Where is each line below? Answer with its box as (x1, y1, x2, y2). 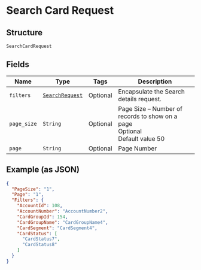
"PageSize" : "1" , (11, 186, 55, 192)
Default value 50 (118, 134, 165, 142)
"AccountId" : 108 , (17, 203, 63, 209)
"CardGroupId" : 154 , (17, 214, 68, 220)
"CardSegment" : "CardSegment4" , (17, 225, 98, 231)
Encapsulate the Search (118, 87, 185, 96)
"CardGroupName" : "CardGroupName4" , (17, 219, 109, 225)
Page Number (118, 144, 157, 153)
